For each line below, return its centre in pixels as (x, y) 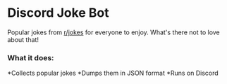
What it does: (31, 57)
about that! (23, 39)
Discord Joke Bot (58, 13)
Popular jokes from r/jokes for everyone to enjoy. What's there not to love (114, 32)
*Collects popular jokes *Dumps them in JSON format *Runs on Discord (113, 73)
